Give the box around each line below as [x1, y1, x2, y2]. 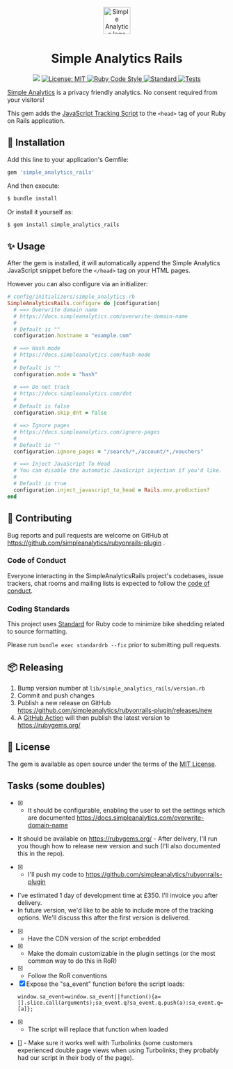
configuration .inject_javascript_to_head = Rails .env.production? [13, 486, 210, 494]
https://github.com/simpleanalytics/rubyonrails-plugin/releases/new [17, 706, 213, 714]
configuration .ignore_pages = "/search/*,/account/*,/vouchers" [13, 448, 204, 455]
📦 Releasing [7, 662, 64, 674]
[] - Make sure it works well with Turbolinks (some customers [17, 1038, 193, 1047]
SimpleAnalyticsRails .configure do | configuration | [7, 300, 160, 307]
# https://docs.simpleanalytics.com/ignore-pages [13, 428, 160, 436]
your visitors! [7, 95, 45, 104]
